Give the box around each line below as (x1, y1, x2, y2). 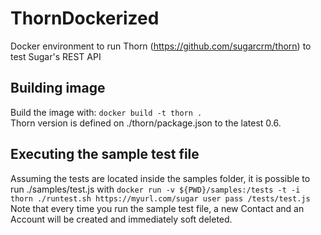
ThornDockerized (10, 7, 160, 30)
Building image (10, 80, 106, 97)
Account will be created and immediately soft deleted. (10, 213, 233, 225)
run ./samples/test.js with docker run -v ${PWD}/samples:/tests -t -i (10, 183, 301, 195)
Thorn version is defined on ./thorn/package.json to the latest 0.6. (10, 117, 282, 129)
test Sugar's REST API (10, 50, 102, 62)
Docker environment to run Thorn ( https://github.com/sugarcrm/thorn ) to (10, 40, 312, 52)
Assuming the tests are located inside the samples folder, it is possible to (10, 172, 311, 184)
